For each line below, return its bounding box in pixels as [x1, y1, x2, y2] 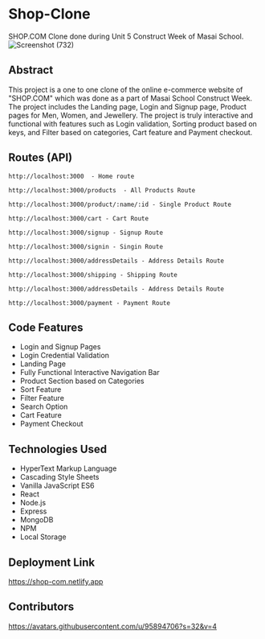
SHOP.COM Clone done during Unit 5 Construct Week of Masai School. [8, 31, 244, 41]
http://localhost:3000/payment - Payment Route [8, 299, 171, 307]
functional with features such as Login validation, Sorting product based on [8, 118, 257, 129]
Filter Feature [19, 394, 64, 403]
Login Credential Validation [19, 351, 110, 361]
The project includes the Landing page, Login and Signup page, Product [8, 101, 247, 111]
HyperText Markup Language [19, 464, 117, 473]
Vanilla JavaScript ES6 [19, 480, 95, 491]
